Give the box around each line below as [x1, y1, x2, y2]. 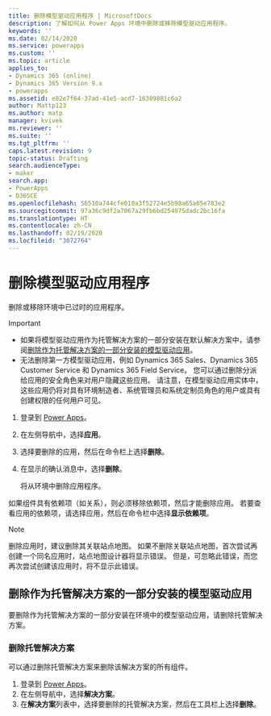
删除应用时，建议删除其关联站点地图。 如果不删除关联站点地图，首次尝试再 [8, 541, 258, 551]
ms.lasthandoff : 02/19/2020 [8, 229, 103, 238]
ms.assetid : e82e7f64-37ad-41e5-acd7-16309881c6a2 [8, 94, 182, 102]
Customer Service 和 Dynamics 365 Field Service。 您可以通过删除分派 [19, 364, 257, 375]
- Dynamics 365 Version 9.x [8, 79, 103, 87]
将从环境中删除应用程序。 [19, 481, 106, 490]
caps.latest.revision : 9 [8, 147, 92, 155]
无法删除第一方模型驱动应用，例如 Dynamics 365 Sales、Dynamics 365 [19, 355, 258, 364]
